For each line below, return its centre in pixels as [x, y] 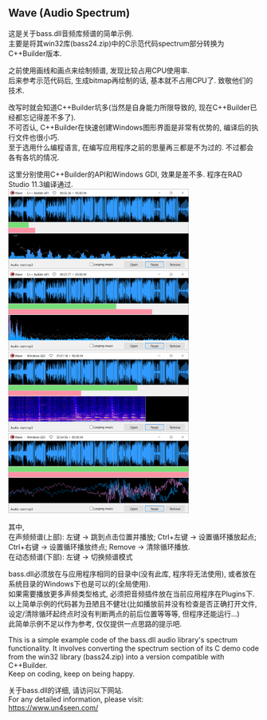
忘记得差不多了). [49, 117]
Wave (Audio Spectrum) [69, 13]
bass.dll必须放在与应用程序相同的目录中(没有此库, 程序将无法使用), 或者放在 [132, 574]
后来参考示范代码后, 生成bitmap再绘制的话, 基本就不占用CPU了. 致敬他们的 [131, 80]
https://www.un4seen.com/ [53, 707]
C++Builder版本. [35, 53]
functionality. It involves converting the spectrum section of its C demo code [133, 648]
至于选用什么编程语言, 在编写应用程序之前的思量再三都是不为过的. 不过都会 [131, 147]
